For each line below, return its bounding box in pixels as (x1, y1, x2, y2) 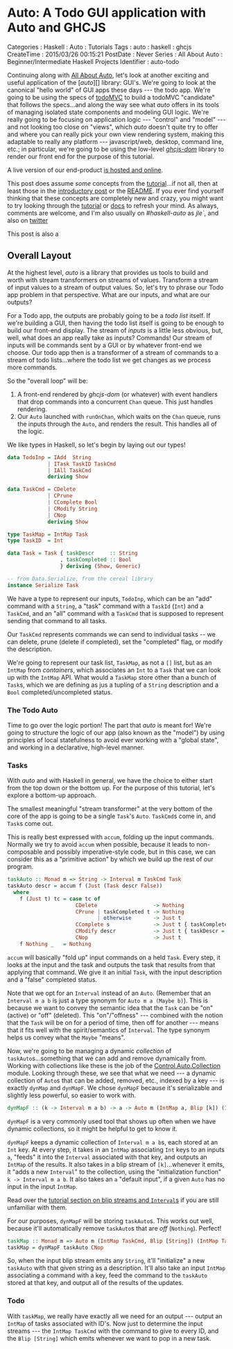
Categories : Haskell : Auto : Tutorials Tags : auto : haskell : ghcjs (7, 42, 192, 51)
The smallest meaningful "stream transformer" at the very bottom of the (7, 805, 213, 813)
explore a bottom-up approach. (7, 791, 97, 799)
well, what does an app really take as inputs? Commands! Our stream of (7, 333, 213, 342)
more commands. (7, 363, 58, 372)
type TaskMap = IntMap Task (7, 531, 89, 538)
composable (7, 847, 43, 856)
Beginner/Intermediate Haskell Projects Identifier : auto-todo (7, 57, 180, 65)
